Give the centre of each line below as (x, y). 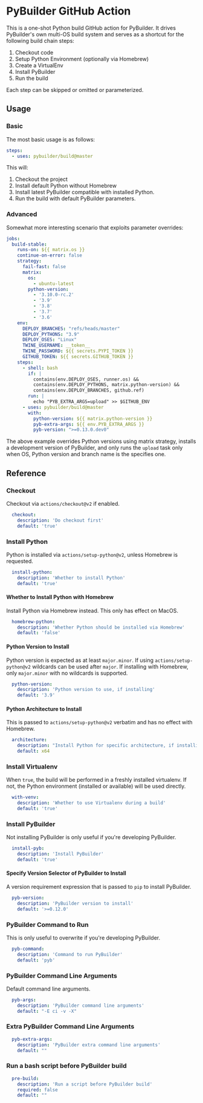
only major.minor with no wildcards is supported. (67, 673)
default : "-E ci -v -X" (47, 1011)
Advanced (22, 214)
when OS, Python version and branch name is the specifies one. (86, 454)
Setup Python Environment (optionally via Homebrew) (82, 59)
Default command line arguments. (48, 989)
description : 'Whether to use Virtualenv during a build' (92, 803)
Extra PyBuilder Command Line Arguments (70, 1027)
